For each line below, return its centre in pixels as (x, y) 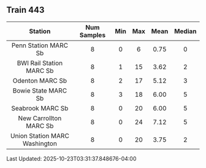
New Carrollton (40, 118)
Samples (93, 35)
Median (185, 31)
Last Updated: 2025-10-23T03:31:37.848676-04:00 (71, 158)
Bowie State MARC (40, 90)
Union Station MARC (40, 136)
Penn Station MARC (40, 45)
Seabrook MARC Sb (40, 108)
